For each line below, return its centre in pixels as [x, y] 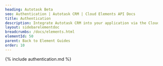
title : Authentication [28, 18]
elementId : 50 [19, 37]
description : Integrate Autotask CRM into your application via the [76, 23]
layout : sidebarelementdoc [32, 27]
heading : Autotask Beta [29, 9]
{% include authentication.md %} [38, 59]
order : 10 [15, 45]
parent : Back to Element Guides [38, 41]
